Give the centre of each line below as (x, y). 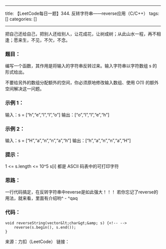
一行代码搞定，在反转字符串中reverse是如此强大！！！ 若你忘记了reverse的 (82, 192)
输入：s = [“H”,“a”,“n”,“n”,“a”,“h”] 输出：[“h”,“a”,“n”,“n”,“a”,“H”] (68, 140)
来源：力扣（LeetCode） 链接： (38, 242)
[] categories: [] (21, 19)
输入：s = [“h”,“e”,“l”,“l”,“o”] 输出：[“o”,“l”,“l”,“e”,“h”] (57, 115)
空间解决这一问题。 (25, 89)
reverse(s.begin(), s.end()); (45, 227)
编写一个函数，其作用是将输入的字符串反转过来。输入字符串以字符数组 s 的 (81, 66)
